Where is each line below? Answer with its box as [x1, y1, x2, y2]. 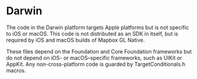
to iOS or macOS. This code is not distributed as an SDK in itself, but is [6, 30, 179, 37]
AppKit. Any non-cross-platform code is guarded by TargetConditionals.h [6, 61, 186, 68]
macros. [6, 67, 26, 74]
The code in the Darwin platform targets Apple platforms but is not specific [6, 24, 189, 31]
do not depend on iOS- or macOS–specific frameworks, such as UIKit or [6, 54, 182, 61]
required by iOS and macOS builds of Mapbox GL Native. [6, 36, 145, 43]
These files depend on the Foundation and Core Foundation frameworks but [6, 48, 192, 55]
